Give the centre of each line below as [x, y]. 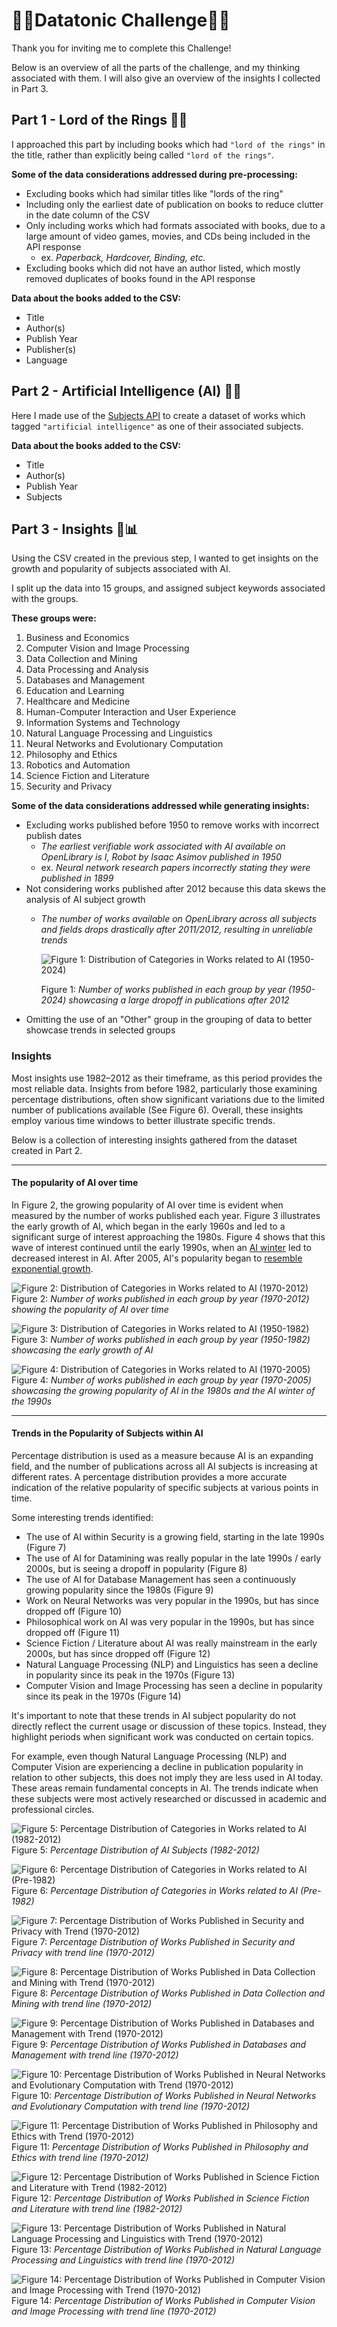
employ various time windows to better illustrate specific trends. [143, 1120]
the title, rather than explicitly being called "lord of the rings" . [142, 155]
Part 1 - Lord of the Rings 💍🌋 [99, 120]
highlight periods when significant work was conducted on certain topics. [162, 1737]
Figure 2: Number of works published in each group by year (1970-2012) [160, 1298]
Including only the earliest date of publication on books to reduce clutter [174, 204]
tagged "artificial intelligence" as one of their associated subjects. [157, 426]
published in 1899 [77, 878]
